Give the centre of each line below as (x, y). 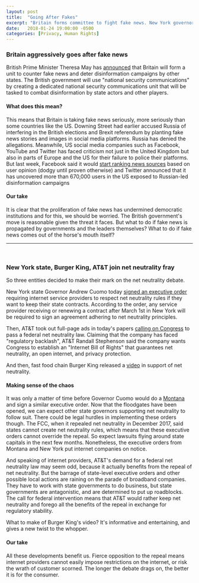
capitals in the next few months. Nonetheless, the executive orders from (94, 443)
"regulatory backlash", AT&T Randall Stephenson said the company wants (96, 341)
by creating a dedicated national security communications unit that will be (96, 86)
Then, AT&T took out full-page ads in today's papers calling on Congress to (98, 329)
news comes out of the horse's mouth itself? (60, 235)
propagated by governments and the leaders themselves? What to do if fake (99, 228)
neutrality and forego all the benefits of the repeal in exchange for (86, 505)
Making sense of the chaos (40, 385)
